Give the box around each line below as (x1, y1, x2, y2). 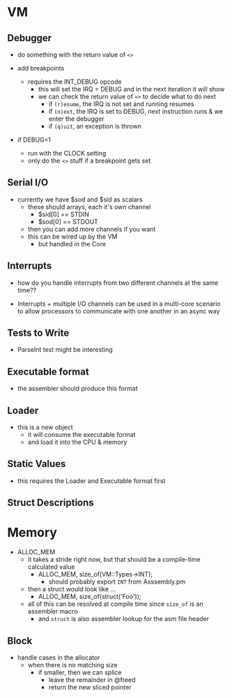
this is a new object (17, 423, 73, 431)
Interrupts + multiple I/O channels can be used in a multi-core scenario (17, 299, 221, 308)
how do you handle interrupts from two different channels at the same (17, 279, 219, 287)
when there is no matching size (27, 661, 118, 669)
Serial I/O (7, 177, 49, 188)
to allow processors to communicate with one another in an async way (17, 306, 221, 315)
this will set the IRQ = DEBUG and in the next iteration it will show (38, 85, 225, 93)
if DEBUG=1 (17, 135, 51, 144)
